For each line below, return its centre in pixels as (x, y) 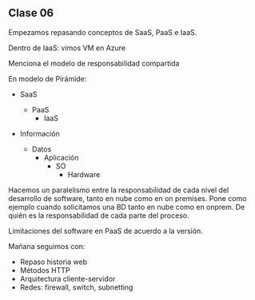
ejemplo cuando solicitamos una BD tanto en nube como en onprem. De (127, 207)
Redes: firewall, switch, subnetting (76, 287)
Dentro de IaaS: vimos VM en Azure (67, 48)
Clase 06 (31, 13)
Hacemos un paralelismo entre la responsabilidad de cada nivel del (119, 190)
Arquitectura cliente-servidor (68, 278)
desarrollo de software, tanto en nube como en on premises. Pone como (127, 198)
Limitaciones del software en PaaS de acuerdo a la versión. (106, 231)
